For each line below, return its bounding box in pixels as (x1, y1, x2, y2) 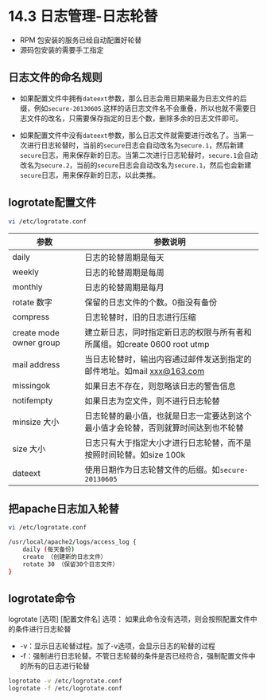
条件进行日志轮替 (14, 624, 72, 634)
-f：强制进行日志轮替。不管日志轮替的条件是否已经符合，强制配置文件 (19, 651, 249, 661)
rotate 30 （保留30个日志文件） (22, 560, 119, 568)
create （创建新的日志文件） (22, 553, 107, 560)
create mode (12, 328, 60, 339)
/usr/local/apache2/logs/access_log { (8, 538, 137, 546)
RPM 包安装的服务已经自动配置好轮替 (19, 35, 142, 45)
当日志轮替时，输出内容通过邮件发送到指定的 (84, 354, 252, 365)
